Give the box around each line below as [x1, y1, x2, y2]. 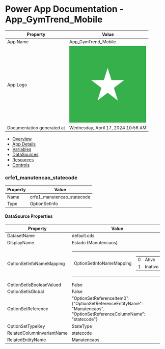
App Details [12, 141, 36, 147]
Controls [12, 162, 30, 168]
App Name [7, 38, 29, 45]
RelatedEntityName [7, 337, 46, 343]
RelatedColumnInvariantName [7, 330, 68, 336]
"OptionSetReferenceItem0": [72, 295, 130, 301]
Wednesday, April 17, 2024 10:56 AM [69, 125, 147, 131]
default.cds [72, 233, 95, 239]
